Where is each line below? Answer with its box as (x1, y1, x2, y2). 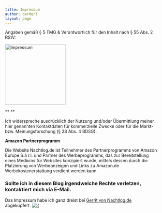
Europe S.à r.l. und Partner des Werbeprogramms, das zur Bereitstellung (5, 152, 149, 158)
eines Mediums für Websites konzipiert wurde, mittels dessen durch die (5, 158, 148, 164)
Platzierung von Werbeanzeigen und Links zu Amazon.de (5, 163, 119, 169)
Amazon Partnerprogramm (5, 138, 60, 144)
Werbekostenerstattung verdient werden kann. (5, 168, 98, 174)
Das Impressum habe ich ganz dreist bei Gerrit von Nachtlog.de (5, 197, 132, 203)
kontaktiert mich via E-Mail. (5, 186, 72, 193)
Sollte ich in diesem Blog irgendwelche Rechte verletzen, (5, 180, 142, 187)
